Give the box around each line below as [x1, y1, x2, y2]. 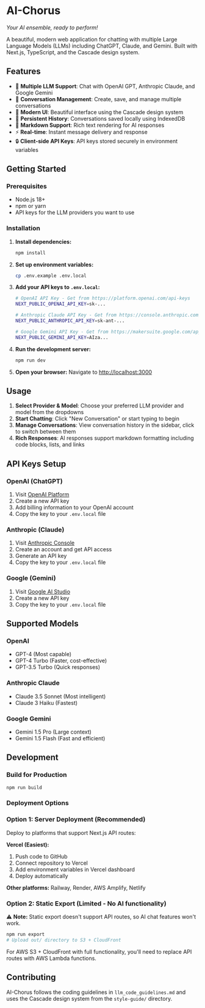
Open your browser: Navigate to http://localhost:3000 [15, 368, 153, 376]
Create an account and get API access [15, 546, 112, 553]
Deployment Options [6, 799, 69, 807]
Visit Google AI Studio [15, 588, 71, 595]
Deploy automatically [15, 872, 68, 879]
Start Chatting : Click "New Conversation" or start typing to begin [15, 415, 180, 423]
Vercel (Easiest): [6, 841, 49, 848]
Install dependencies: [15, 238, 72, 245]
